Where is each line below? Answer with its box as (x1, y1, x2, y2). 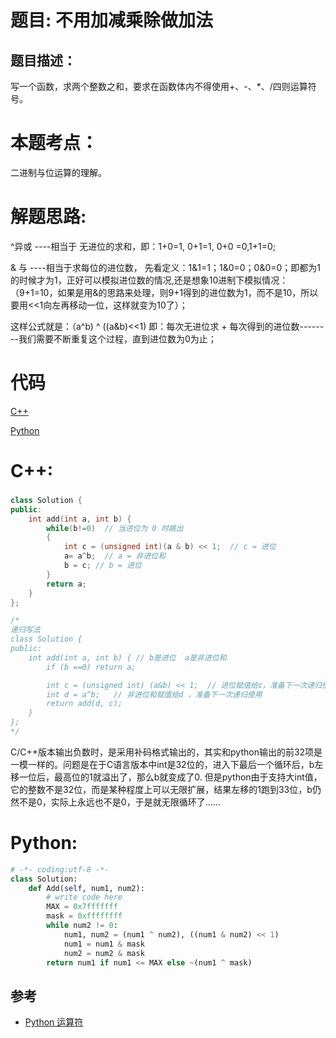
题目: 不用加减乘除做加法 (10, 9, 213, 32)
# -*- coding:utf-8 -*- (10, 864, 110, 875)
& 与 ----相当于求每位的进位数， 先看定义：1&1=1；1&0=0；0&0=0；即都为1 (10, 261, 322, 273)
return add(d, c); (46, 699, 123, 709)
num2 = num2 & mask (63, 948, 145, 958)
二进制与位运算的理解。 (10, 166, 107, 178)
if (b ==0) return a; (46, 662, 137, 672)
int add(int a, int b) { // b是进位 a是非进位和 (28, 652, 227, 663)
